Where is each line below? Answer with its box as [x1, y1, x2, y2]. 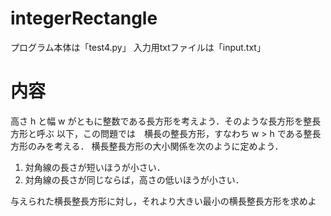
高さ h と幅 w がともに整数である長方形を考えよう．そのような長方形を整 [10, 115, 313, 127]
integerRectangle [10, 7, 158, 30]
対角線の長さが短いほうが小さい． [24, 161, 166, 173]
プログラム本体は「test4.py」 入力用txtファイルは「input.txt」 [10, 41, 266, 53]
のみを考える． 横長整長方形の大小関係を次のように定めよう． [27, 140, 284, 152]
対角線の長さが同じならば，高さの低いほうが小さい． [24, 173, 245, 186]
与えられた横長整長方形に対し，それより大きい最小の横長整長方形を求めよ [10, 195, 317, 207]
